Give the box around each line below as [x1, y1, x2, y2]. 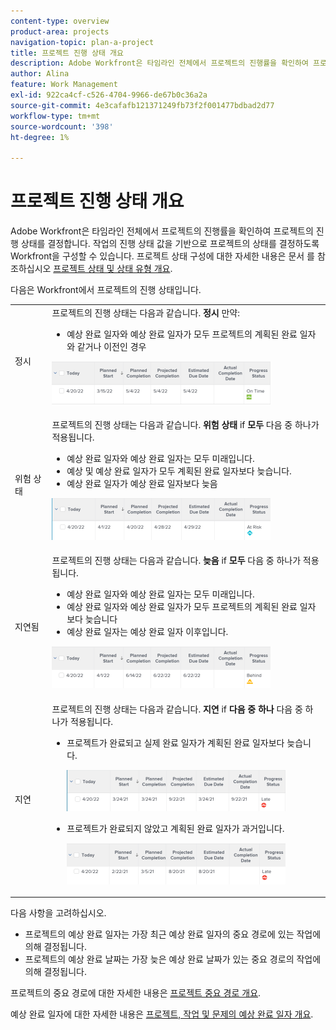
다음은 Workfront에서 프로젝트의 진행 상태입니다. [10, 284, 202, 296]
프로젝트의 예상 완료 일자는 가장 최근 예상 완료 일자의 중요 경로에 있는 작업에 [24, 928, 322, 940]
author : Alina [10, 69, 70, 79]
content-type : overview [10, 16, 110, 26]
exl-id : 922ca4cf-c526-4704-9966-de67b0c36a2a [10, 90, 208, 100]
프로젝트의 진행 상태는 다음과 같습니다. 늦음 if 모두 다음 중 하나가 [51, 555, 302, 567]
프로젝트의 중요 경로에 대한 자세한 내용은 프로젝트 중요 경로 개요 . [10, 987, 262, 999]
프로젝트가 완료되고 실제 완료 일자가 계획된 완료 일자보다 [66, 736, 285, 749]
